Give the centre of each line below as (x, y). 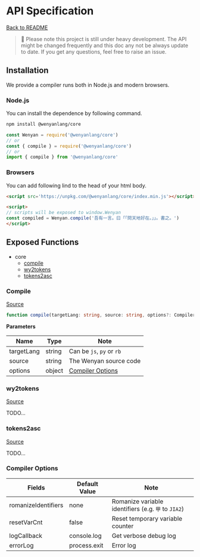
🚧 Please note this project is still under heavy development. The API (104, 39)
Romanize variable (137, 501)
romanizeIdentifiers (36, 505)
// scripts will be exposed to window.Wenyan (63, 213)
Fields (36, 487)
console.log (86, 536)
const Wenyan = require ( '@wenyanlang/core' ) (62, 135)
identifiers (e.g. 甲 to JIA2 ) (148, 509)
